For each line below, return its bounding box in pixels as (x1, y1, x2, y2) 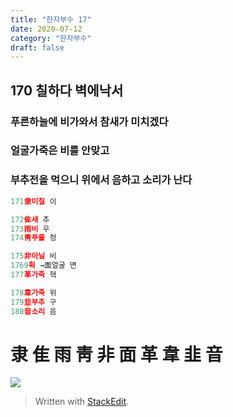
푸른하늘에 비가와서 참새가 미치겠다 (10, 114, 169, 128)
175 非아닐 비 (10, 251, 57, 261)
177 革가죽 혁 (10, 270, 57, 280)
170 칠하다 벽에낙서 (10, 82, 124, 99)
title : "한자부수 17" (10, 14, 92, 25)
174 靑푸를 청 (10, 233, 57, 243)
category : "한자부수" (10, 33, 92, 43)
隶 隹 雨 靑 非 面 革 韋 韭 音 (10, 343, 223, 366)
